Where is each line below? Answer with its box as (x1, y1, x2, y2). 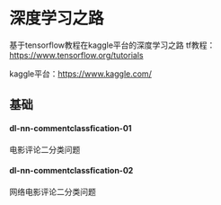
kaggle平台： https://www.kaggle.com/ (9, 68, 153, 79)
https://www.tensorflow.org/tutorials (9, 49, 144, 60)
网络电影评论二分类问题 (9, 186, 96, 197)
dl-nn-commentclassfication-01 (9, 122, 132, 133)
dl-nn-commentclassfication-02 (9, 165, 134, 176)
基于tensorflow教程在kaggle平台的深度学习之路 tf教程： (9, 40, 216, 50)
